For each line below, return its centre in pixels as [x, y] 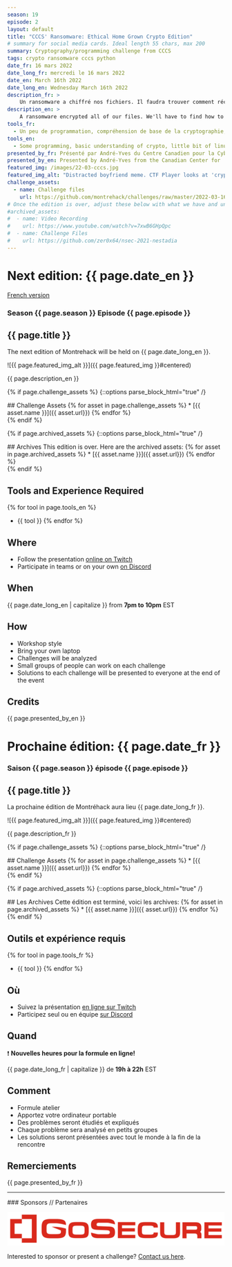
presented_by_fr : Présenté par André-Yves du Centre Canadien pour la [111, 153]
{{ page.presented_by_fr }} [45, 1183]
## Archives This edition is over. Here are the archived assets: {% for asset [114, 447]
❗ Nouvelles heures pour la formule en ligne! [71, 1053]
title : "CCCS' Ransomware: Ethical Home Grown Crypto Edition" [100, 37]
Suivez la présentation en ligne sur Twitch [77, 1007]
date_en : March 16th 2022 [44, 80]
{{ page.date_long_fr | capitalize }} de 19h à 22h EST [82, 1069]
